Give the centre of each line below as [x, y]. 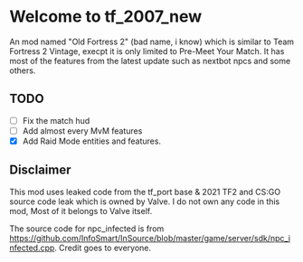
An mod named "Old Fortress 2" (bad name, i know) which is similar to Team [152, 42]
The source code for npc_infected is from [87, 229]
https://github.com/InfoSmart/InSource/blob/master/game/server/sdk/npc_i [150, 238]
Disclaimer [40, 170]
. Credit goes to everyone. [103, 248]
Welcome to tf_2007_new [106, 17]
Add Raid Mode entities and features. [91, 141]
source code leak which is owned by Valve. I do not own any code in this [145, 201]
